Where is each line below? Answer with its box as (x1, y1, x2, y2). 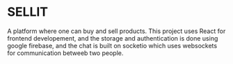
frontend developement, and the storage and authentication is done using (7, 34, 218, 42)
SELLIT (7, 4, 49, 20)
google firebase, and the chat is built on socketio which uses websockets (7, 41, 218, 50)
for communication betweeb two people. (7, 49, 124, 57)
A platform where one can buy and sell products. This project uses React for (7, 27, 226, 35)
